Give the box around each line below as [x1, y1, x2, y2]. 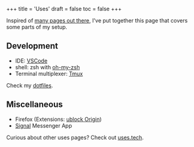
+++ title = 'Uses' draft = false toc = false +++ [6, 5, 122, 12]
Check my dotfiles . [6, 81, 53, 89]
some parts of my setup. [6, 24, 68, 30]
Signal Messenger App [15, 121, 72, 129]
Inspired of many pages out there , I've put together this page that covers [6, 17, 188, 24]
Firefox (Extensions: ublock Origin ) [15, 115, 102, 123]
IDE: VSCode [15, 57, 48, 64]
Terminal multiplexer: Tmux [15, 70, 83, 77]
